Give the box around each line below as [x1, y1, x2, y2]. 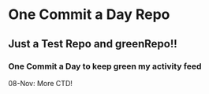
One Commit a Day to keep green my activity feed [8, 61, 202, 72]
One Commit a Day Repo [8, 6, 170, 24]
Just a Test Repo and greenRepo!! [8, 37, 177, 51]
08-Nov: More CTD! [8, 78, 73, 88]
